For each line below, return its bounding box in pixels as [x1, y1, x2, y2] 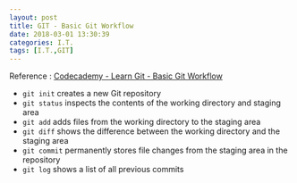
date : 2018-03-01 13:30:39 [9, 29, 110, 38]
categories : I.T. [9, 37, 74, 47]
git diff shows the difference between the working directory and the [21, 126, 280, 137]
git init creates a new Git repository [21, 88, 162, 99]
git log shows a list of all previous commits [21, 164, 184, 175]
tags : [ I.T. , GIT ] [9, 46, 74, 55]
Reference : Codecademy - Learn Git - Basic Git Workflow [9, 71, 224, 81]
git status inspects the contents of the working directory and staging [21, 97, 282, 108]
